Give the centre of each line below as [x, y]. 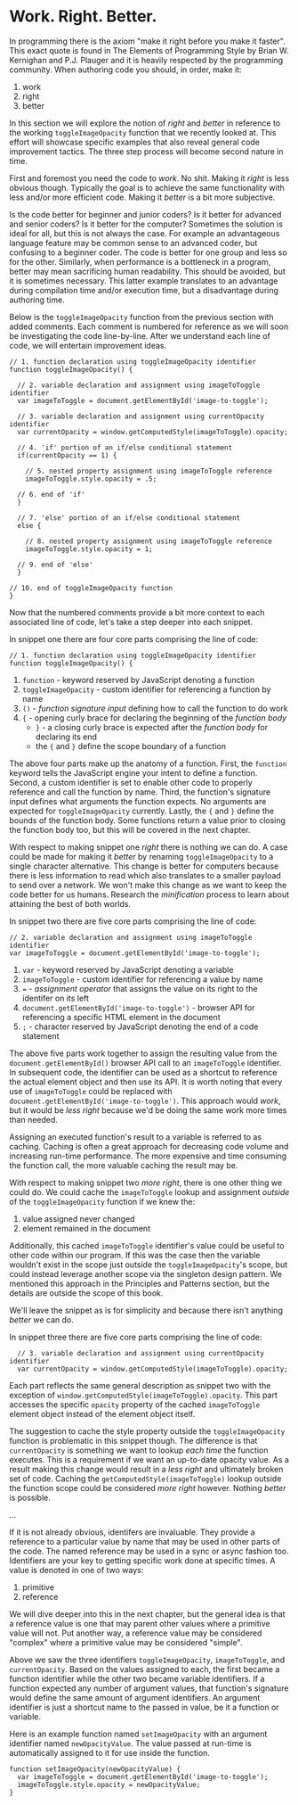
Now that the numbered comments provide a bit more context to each [137, 612]
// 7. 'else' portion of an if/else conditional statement [129, 518]
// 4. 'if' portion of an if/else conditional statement [125, 448]
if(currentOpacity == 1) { [67, 455]
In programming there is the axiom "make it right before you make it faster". [148, 41]
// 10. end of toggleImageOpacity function [91, 588]
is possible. [30, 1497]
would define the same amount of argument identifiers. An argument [135, 1697]
